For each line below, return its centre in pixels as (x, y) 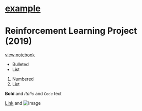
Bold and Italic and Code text (33, 94)
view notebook (20, 55)
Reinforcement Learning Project (71, 31)
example (23, 9)
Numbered (23, 79)
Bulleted (20, 65)
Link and (14, 103)
